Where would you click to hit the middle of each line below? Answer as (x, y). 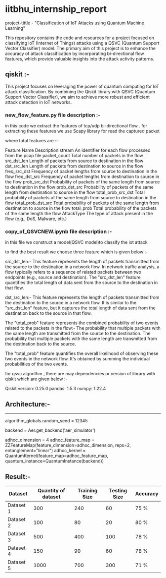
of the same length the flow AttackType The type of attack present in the (79, 214)
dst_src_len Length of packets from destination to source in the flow (74, 166)
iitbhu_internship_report (56, 9)
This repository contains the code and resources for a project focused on (80, 38)
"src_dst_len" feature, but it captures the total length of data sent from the (80, 308)
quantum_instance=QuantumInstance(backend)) (55, 461)
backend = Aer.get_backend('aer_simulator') (50, 430)
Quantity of (51, 490)
